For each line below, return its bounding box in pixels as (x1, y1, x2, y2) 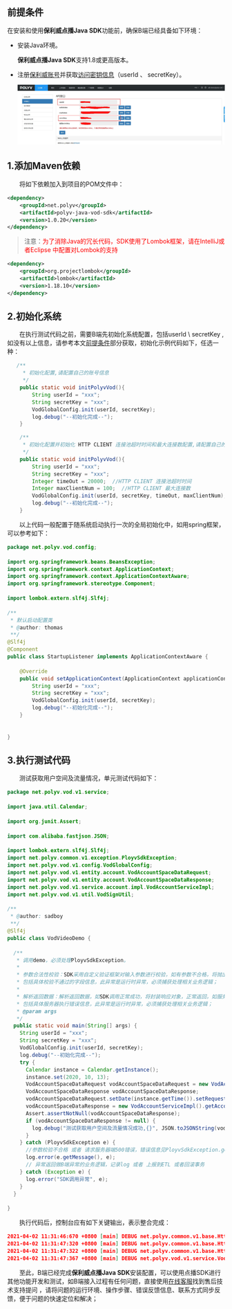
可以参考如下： (7, 529, 50, 537)
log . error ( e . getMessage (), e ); (25, 1154, 116, 1161)
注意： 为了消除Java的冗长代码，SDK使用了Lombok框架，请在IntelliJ (23, 237, 219, 246)
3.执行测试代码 (7, 754, 71, 766)
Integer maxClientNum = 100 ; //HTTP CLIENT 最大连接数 (32, 485, 191, 492)
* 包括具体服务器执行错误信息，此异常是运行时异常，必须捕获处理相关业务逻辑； (16, 1000, 213, 1007)
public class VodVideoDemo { (7, 935, 91, 941)
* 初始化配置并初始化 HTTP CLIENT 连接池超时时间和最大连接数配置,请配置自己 (22, 442, 222, 449)
